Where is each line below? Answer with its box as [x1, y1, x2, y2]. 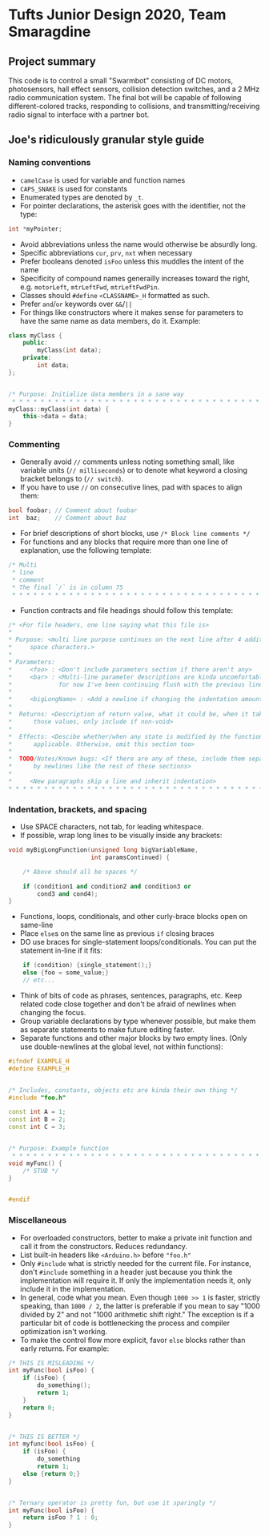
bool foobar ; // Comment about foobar [8, 506, 138, 514]
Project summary [8, 54, 96, 68]
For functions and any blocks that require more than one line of [19, 537, 228, 546]
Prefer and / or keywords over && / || [19, 299, 133, 308]
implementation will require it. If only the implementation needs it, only [19, 1276, 252, 1285]
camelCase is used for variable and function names [19, 175, 186, 185]
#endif [8, 1195, 30, 1203]
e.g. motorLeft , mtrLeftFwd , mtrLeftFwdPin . [19, 282, 160, 292]
